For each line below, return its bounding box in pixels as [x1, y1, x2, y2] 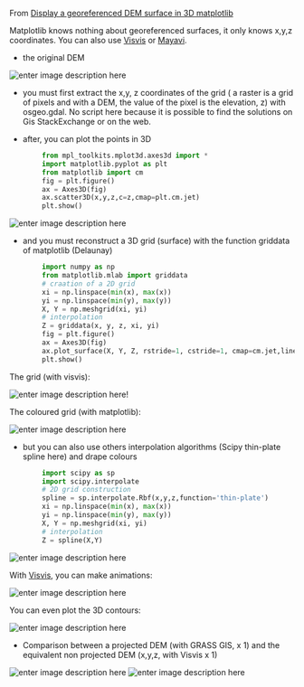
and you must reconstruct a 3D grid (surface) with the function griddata [22, 235, 290, 247]
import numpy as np [42, 262, 116, 272]
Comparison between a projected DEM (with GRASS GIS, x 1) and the [22, 639, 280, 650]
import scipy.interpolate [42, 476, 140, 486]
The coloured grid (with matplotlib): [9, 406, 142, 417]
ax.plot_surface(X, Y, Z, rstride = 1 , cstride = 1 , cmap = [42, 346, 253, 355]
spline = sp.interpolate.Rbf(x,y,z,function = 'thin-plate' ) [42, 494, 270, 503]
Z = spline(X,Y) [42, 535, 103, 545]
